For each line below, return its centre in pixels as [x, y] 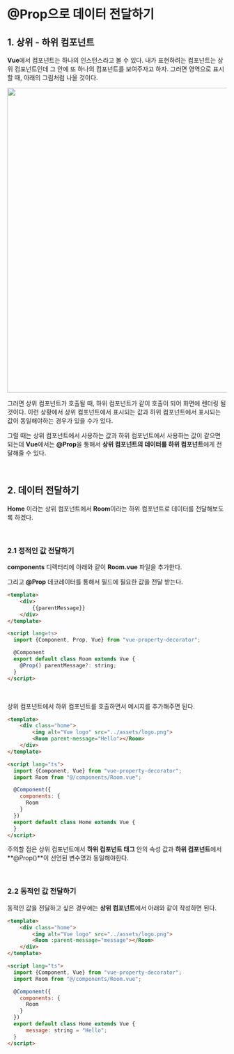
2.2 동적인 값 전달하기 [42, 891]
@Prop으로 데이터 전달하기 [81, 14]
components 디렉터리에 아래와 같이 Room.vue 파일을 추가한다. [95, 567]
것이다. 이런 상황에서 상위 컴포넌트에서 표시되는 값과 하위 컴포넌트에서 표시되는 [114, 412]
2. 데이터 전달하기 [43, 491]
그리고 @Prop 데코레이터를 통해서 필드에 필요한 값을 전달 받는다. [95, 582]
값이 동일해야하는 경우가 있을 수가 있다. [60, 421]
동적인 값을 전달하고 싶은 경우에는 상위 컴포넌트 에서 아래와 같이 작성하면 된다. [112, 908]
